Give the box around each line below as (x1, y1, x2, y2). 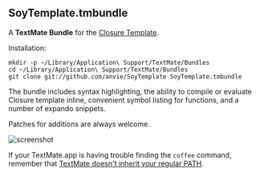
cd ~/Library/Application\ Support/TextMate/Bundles (8, 66, 189, 74)
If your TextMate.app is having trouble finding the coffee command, (8, 150, 232, 159)
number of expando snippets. (8, 103, 106, 113)
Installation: (8, 43, 47, 53)
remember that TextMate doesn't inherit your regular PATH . (8, 158, 205, 168)
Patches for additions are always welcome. (8, 119, 150, 129)
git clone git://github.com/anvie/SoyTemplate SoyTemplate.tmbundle (8, 72, 242, 81)
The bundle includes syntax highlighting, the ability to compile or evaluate (8, 86, 252, 96)
